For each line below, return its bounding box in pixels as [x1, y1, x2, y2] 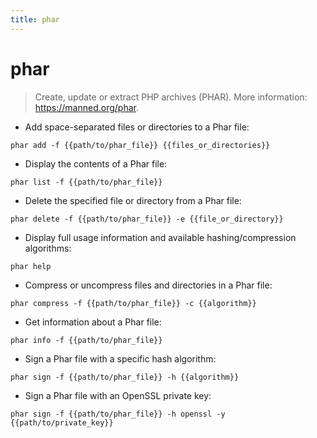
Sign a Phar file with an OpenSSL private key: [24, 389, 212, 401]
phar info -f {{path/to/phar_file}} [10, 335, 163, 345]
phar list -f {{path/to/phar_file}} [10, 177, 163, 187]
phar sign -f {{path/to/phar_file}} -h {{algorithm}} [10, 372, 240, 382]
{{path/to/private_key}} [10, 417, 114, 428]
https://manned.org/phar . [34, 101, 139, 113]
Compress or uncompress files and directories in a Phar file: [24, 279, 273, 291]
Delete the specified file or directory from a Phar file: [24, 194, 242, 206]
